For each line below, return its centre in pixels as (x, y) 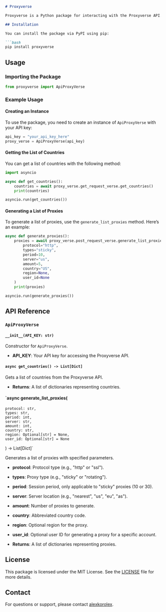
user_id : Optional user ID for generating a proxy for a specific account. (84, 534)
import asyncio (21, 172)
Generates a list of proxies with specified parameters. (60, 457)
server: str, (19, 421)
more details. (19, 577)
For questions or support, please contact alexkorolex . (59, 605)
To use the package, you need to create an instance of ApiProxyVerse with (81, 122)
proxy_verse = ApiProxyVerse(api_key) (45, 141)
